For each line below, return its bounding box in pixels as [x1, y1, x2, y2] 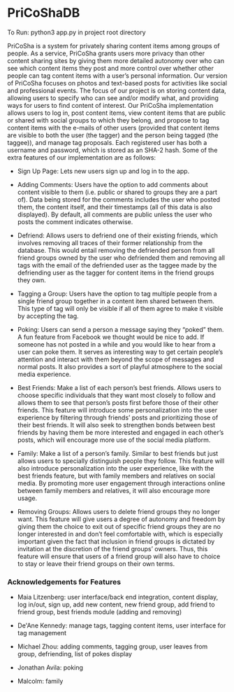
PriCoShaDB [7, 5, 80, 21]
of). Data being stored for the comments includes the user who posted [17, 195, 221, 204]
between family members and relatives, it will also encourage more [17, 486, 211, 494]
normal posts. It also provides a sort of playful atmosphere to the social [17, 362, 223, 371]
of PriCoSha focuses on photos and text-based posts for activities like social [7, 78, 228, 87]
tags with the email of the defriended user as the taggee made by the [17, 261, 217, 269]
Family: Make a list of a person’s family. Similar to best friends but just [17, 449, 219, 457]
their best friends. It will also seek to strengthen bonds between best [17, 420, 215, 429]
